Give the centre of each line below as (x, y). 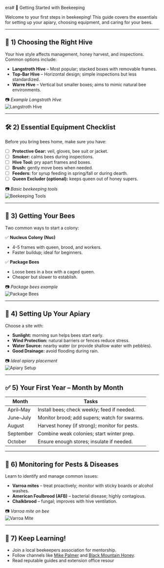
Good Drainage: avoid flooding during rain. (55, 351)
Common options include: (31, 59)
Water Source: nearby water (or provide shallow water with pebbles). (82, 346)
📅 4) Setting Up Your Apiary (48, 314)
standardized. (26, 79)
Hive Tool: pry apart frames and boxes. (52, 162)
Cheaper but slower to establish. (45, 277)
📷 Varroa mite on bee (27, 511)
